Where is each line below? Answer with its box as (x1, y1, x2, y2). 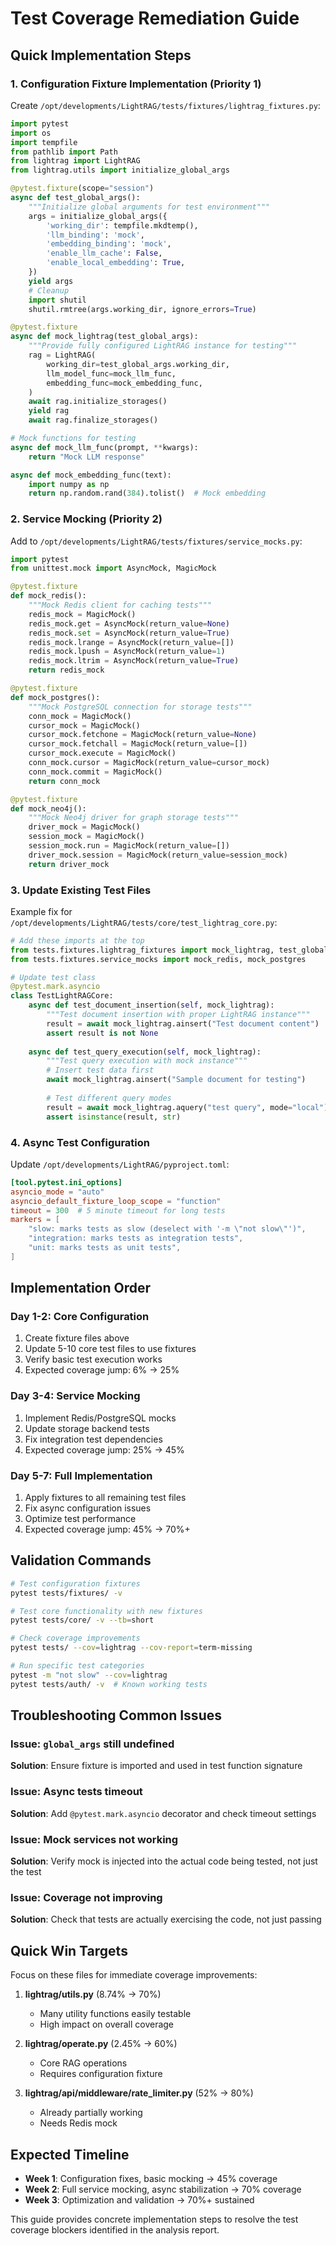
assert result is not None (46, 1028, 159, 1038)
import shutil (28, 295, 87, 305)
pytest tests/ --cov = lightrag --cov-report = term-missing (10, 1643, 253, 1653)
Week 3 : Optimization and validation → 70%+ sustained (24, 2193, 255, 2206)
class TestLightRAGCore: (10, 991, 114, 1001)
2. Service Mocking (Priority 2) (10, 512, 163, 526)
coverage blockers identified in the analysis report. (10, 2223, 220, 2236)
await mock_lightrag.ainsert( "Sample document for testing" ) (46, 1075, 307, 1085)
